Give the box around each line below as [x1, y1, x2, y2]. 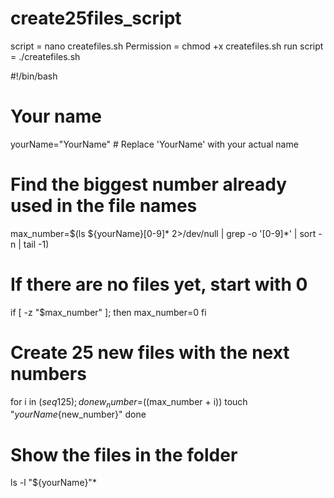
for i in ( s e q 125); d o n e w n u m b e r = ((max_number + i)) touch [10, 395, 248, 410]
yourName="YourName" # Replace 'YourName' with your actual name [10, 138, 299, 150]
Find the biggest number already [10, 173, 288, 196]
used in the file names [10, 195, 198, 217]
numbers [10, 362, 87, 385]
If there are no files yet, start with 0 [10, 273, 308, 296]
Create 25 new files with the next [10, 341, 290, 364]
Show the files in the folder [10, 443, 238, 466]
